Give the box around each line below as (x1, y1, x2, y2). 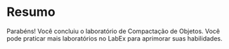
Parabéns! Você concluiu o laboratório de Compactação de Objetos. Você (6, 27, 221, 35)
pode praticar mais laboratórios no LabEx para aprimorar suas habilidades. (6, 34, 223, 42)
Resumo (6, 4, 55, 20)
